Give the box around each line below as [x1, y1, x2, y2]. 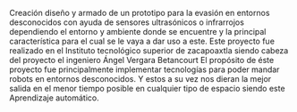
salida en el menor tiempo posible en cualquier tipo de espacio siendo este [9, 84, 285, 93]
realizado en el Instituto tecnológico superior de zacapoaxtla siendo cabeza [9, 45, 289, 56]
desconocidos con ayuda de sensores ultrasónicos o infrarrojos [9, 17, 244, 28]
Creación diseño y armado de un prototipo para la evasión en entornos [9, 8, 270, 18]
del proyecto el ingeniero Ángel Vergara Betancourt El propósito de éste [9, 55, 275, 65]
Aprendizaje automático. [9, 92, 100, 103]
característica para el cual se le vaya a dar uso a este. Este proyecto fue [9, 36, 276, 46]
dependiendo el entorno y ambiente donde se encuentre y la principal [9, 27, 267, 36]
